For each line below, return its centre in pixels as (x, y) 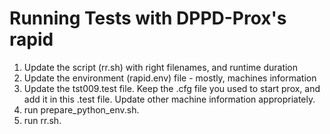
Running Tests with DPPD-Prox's (148, 18)
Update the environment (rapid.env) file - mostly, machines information (170, 78)
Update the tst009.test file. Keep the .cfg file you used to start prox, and (172, 88)
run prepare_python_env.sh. (81, 109)
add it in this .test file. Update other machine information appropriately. (169, 99)
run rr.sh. (42, 120)
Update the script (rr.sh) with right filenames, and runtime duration (161, 67)
